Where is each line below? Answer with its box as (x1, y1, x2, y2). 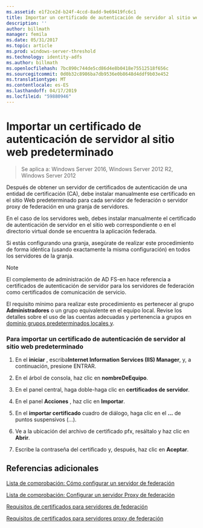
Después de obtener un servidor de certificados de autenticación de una (6, 183, 187, 191)
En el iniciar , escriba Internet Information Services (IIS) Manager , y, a (14, 356, 192, 363)
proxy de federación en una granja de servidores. (6, 202, 130, 210)
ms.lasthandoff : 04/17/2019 (6, 88, 77, 94)
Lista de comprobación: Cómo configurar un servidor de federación (6, 480, 175, 487)
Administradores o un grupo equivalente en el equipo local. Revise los (6, 307, 182, 314)
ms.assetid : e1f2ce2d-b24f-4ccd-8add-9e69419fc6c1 (6, 8, 137, 15)
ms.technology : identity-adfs (6, 54, 83, 60)
